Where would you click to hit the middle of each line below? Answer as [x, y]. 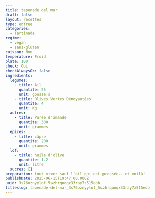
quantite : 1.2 [34, 160]
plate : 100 [17, 61]
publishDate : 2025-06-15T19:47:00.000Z [47, 179]
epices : [18, 131]
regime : [13, 38]
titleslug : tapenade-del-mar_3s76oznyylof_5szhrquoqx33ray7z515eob [78, 188]
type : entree [19, 24]
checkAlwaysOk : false [28, 71]
